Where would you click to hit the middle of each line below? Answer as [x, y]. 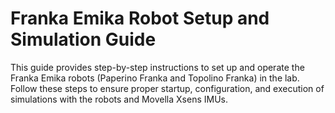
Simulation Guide [83, 39]
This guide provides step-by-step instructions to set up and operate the [157, 67]
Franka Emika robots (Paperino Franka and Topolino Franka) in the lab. [155, 78]
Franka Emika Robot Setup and [140, 18]
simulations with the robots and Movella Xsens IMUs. [119, 99]
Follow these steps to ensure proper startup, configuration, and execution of [167, 88]
